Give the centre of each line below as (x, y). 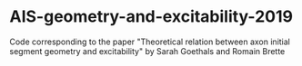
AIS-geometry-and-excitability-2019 (151, 17)
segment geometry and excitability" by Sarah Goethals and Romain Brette (147, 51)
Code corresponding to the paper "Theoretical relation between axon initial (150, 42)
